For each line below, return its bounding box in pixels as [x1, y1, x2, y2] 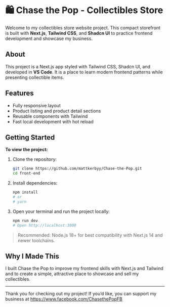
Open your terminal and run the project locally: [12, 208, 110, 214]
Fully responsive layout [12, 102, 61, 108]
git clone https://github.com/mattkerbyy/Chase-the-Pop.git [12, 166, 142, 171]
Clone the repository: [12, 156, 57, 162]
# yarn [12, 199, 27, 204]
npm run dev [12, 218, 38, 223]
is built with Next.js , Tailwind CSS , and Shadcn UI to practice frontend [5, 30, 153, 36]
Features [5, 89, 34, 98]
